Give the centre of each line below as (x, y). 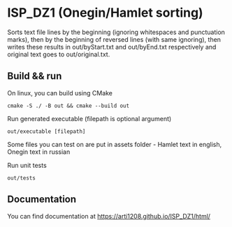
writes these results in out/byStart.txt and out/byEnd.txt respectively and (112, 47)
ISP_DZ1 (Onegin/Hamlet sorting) (106, 13)
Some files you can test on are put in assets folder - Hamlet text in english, (115, 144)
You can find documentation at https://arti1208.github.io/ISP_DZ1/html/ (109, 216)
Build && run (35, 76)
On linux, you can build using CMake (60, 93)
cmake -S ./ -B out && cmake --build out (68, 106)
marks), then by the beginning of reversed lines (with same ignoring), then (114, 39)
